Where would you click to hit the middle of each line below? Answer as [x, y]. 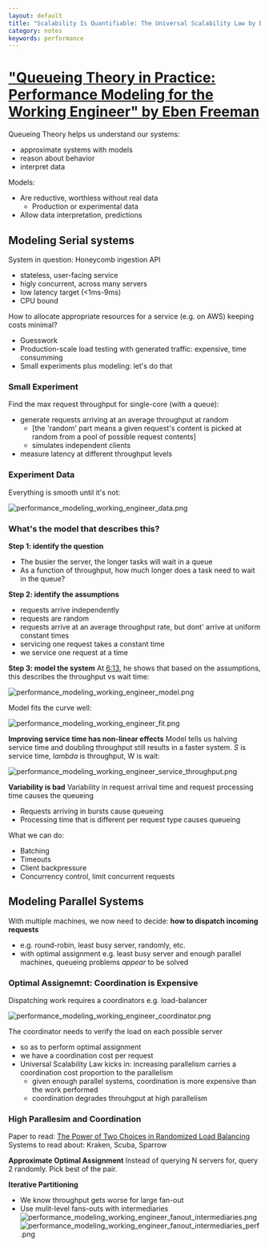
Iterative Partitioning [43, 1184]
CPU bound [39, 301]
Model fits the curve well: [50, 707]
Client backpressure [53, 867]
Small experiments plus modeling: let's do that [96, 366]
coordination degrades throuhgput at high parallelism [120, 1098]
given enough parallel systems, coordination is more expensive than [144, 1081]
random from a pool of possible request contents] [114, 437]
